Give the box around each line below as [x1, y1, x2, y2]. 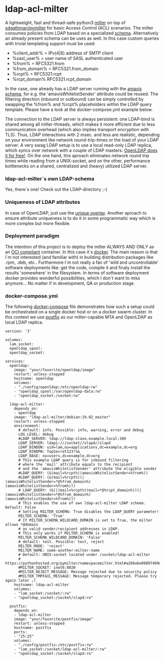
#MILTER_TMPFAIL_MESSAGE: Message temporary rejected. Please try [18, 574, 157, 579]
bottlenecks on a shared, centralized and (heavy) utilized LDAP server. [5, 163, 148, 169]
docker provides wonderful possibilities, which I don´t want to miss [5, 275, 140, 281]
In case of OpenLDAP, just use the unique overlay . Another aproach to [5, 210, 147, 216]
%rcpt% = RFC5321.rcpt [12, 71, 62, 77]
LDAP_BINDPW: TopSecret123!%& [18, 449, 80, 454]
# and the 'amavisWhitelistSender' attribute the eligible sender [18, 467, 157, 471]
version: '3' [5, 329, 32, 334]
